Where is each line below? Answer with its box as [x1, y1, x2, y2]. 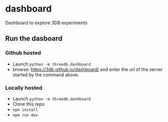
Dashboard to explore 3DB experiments [5, 20, 88, 26]
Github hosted [5, 49, 41, 56]
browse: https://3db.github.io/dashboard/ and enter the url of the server [12, 66, 163, 72]
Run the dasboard [5, 34, 63, 43]
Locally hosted [5, 84, 43, 91]
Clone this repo [12, 101, 45, 107]
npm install [12, 107, 38, 112]
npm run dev [12, 112, 38, 117]
